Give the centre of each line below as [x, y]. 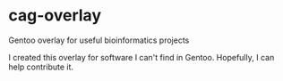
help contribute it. [41, 67]
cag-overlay [55, 16]
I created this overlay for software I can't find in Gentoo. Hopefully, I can [141, 57]
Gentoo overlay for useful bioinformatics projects [99, 40]
